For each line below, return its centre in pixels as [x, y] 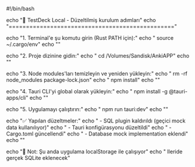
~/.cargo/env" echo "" [33, 44]
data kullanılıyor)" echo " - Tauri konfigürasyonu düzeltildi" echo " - [89, 127]
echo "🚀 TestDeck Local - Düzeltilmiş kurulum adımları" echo [81, 20]
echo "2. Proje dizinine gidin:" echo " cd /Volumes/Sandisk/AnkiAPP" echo [98, 56]
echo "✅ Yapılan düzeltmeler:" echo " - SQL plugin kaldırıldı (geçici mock [96, 121]
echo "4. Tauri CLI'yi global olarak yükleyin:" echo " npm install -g [87, 91]
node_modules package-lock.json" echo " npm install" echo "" [83, 80]
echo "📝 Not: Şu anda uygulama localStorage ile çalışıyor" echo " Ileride [95, 152]
